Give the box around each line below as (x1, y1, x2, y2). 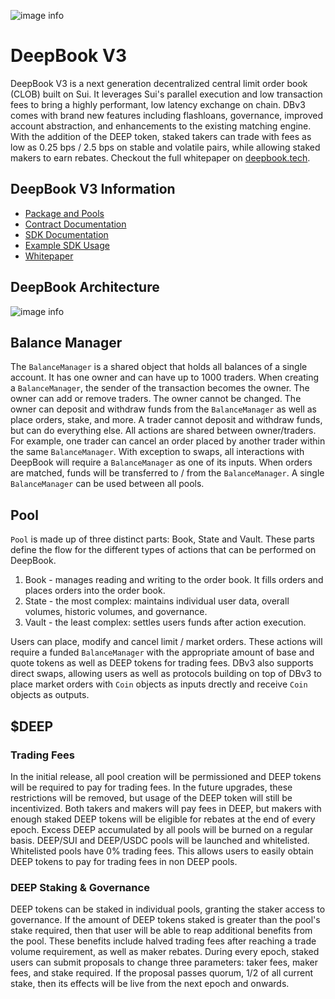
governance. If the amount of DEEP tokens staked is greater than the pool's (10, 914, 321, 926)
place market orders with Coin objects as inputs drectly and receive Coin (10, 678, 308, 690)
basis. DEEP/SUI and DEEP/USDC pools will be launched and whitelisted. (10, 834, 310, 846)
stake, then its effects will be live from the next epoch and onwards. (10, 978, 290, 990)
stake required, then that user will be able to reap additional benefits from (10, 925, 313, 937)
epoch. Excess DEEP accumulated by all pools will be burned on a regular (10, 823, 314, 835)
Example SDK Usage (24, 239, 110, 251)
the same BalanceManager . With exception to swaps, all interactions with (10, 446, 305, 458)
